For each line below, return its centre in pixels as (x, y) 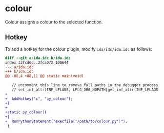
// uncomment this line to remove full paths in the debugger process (85, 85)
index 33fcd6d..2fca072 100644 (37, 62)
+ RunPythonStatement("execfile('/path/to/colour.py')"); (66, 121)
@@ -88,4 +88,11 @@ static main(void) (44, 76)
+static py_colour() (26, 113)
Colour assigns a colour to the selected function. (54, 22)
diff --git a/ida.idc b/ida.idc (38, 58)
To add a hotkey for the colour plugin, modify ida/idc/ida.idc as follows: (79, 49)
